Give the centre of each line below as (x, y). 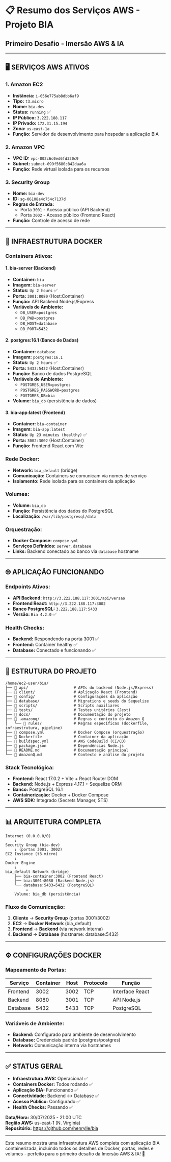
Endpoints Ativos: (28, 587)
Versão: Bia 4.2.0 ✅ (35, 614)
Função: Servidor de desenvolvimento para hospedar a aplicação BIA (85, 134)
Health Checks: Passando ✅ (43, 1107)
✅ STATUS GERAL (34, 1066)
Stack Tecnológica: (30, 767)
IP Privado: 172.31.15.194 (40, 123)
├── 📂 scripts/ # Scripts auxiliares (62, 706)
